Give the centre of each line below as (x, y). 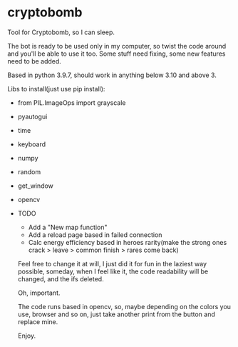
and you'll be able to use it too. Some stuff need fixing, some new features (117, 54)
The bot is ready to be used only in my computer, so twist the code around (117, 46)
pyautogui (32, 116)
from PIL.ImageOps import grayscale (72, 102)
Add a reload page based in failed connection (95, 235)
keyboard (32, 144)
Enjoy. (27, 336)
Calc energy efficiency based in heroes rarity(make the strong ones (128, 242)
